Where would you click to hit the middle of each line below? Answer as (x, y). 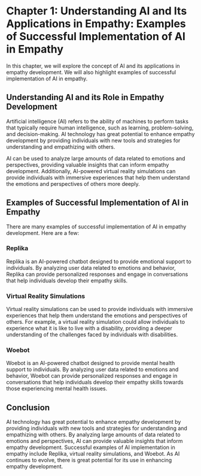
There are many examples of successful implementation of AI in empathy (96, 227)
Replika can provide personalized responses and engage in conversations (97, 274)
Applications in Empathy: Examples (96, 24)
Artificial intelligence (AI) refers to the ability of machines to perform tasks (98, 121)
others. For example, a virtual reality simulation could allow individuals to (96, 322)
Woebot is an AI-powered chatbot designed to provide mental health (91, 363)
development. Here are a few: (43, 233)
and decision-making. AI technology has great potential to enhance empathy (100, 134)
